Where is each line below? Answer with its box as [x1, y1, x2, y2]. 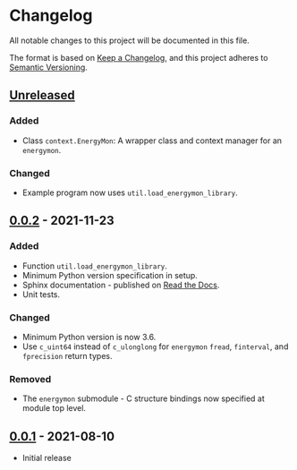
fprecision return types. [21, 350, 113, 361]
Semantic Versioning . [9, 62, 88, 73]
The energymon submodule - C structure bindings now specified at [21, 393, 266, 404]
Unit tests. [21, 288, 61, 300]
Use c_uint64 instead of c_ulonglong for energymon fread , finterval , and [21, 341, 289, 352]
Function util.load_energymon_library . [21, 261, 168, 271]
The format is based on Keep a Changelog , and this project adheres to [9, 52, 268, 63]
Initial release [21, 453, 72, 464]
